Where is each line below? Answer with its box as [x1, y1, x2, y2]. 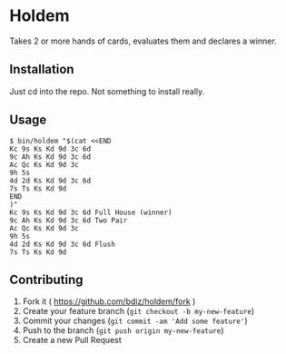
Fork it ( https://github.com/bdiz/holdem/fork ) [22, 296, 196, 307]
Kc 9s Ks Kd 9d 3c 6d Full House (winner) [9, 208, 173, 217]
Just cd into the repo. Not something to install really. [9, 85, 205, 96]
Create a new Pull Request [22, 335, 123, 346]
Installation [9, 62, 74, 77]
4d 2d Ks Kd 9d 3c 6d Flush [9, 240, 116, 249]
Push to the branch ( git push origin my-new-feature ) [22, 325, 224, 336]
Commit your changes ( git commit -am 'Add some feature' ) [22, 315, 248, 327]
